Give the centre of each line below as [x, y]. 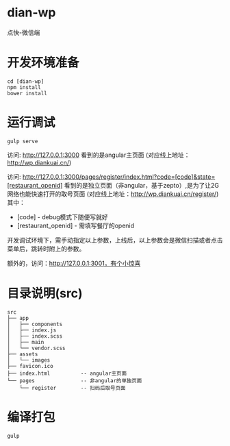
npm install [24, 87]
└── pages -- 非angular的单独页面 [75, 381]
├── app [18, 318]
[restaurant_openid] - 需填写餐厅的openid [76, 225]
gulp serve [23, 141]
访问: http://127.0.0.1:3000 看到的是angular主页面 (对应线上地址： [99, 155]
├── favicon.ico [30, 366]
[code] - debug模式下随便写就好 [62, 216]
